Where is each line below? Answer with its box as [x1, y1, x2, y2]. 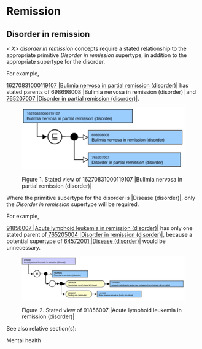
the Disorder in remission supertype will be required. [6, 201, 139, 208]
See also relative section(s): [6, 324, 77, 332]
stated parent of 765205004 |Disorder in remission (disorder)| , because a [6, 231, 193, 238]
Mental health [6, 336, 41, 344]
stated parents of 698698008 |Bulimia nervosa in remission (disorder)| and [6, 88, 196, 96]
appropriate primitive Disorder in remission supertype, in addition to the [6, 52, 187, 59]
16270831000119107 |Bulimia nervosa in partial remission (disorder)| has [6, 82, 188, 89]
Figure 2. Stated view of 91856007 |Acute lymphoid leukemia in [21, 306, 182, 313]
